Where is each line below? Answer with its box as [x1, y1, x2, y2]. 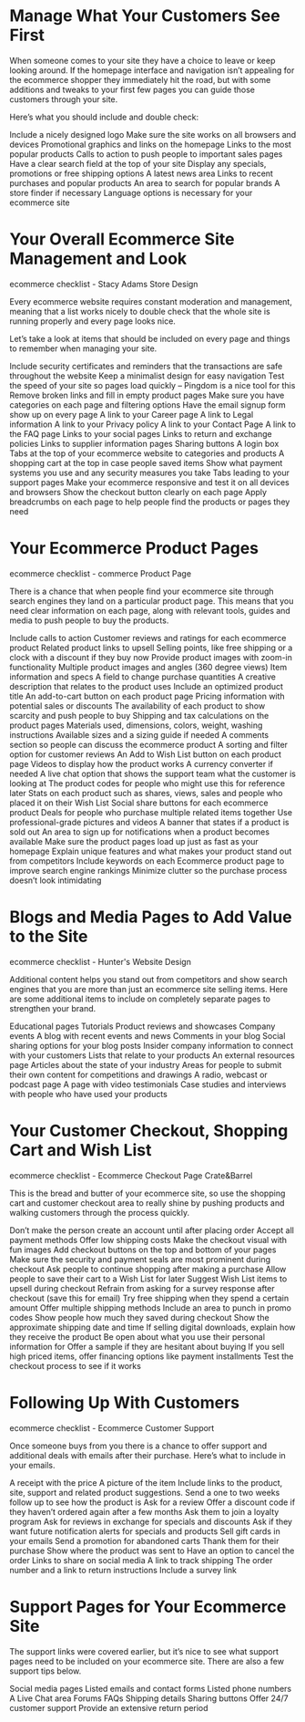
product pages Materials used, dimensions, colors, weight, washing [9, 720, 263, 731]
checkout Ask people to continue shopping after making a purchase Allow [9, 1263, 287, 1274]
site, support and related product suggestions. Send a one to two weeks [9, 1487, 280, 1498]
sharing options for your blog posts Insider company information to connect [9, 1040, 294, 1051]
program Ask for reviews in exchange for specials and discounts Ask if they [9, 1516, 293, 1527]
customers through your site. [9, 93, 118, 105]
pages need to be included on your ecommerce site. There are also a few [9, 1655, 285, 1666]
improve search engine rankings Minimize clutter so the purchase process [9, 865, 288, 876]
